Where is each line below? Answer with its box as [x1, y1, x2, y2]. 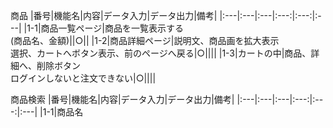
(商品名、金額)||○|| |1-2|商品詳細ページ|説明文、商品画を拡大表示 [10, 35, 280, 46]
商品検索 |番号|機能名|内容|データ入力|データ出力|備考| [10, 94, 235, 105]
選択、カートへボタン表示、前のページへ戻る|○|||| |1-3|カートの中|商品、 [10, 47, 312, 59]
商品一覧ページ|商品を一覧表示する [40, 22, 184, 34]
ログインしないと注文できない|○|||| [10, 72, 157, 84]
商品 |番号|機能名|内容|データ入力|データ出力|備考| [10, 10, 218, 21]
